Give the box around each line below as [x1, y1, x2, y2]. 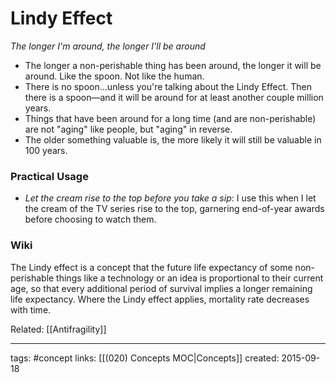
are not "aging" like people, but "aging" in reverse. [24, 123, 233, 135]
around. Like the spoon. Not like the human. [24, 70, 205, 82]
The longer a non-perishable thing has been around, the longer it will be [24, 59, 322, 71]
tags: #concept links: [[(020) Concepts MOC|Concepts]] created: [10, 352, 280, 364]
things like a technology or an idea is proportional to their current [56, 272, 324, 284]
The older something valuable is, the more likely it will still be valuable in [24, 133, 322, 146]
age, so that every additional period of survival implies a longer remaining [10, 282, 313, 294]
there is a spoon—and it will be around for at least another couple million [24, 91, 324, 103]
